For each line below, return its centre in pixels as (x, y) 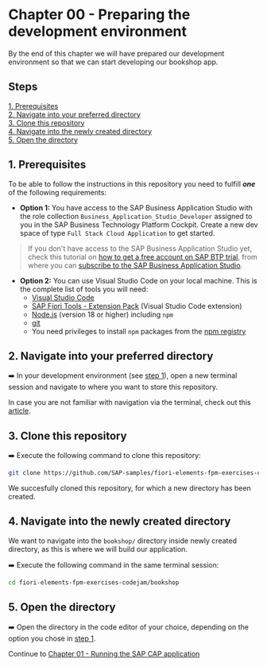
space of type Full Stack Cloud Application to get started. (117, 233)
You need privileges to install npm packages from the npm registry (139, 331)
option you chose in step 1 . (52, 638)
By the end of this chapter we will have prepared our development (116, 53)
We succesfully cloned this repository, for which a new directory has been (130, 488)
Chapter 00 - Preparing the (99, 15)
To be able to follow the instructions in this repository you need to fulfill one (132, 183)
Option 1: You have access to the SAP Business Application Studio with (136, 207)
